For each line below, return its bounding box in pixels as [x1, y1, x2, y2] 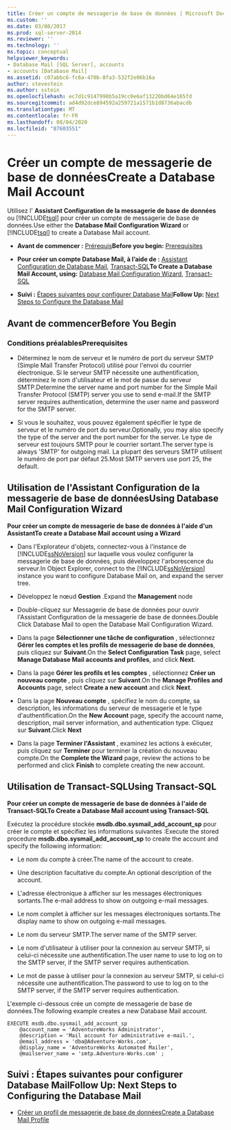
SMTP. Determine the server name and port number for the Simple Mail [16, 383, 218, 391]
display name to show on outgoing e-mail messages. [16, 917, 167, 925]
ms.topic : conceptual [7, 49, 69, 56]
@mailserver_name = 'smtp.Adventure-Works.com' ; [19, 1050, 165, 1057]
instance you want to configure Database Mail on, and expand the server [16, 571, 223, 579]
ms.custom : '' [7, 16, 48, 23]
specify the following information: [7, 841, 102, 850]
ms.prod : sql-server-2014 [7, 29, 81, 36]
